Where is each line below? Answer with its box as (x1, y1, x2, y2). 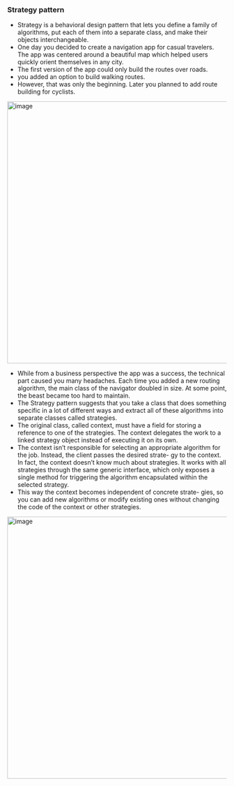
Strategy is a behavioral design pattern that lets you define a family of (17, 21, 218, 29)
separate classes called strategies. (17, 414, 117, 422)
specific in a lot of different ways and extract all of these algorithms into (17, 407, 224, 415)
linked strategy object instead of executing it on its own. (17, 436, 178, 444)
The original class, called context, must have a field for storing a (17, 421, 202, 430)
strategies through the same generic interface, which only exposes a (17, 466, 215, 474)
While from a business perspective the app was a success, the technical (17, 369, 225, 378)
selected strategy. (17, 481, 70, 489)
